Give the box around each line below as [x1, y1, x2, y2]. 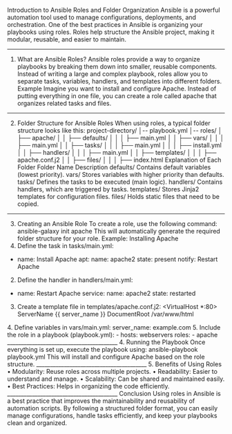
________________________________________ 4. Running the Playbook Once [7, 338, 206, 346]
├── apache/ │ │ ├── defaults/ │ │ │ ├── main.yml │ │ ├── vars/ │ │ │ [17, 134, 224, 142]
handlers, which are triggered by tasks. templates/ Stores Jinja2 [17, 185, 200, 193]
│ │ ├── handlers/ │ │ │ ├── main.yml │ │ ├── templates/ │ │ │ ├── [17, 149, 217, 156]
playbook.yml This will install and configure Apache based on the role [7, 352, 205, 361]
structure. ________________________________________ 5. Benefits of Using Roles [7, 360, 222, 368]
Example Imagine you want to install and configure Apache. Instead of [17, 84, 217, 93]
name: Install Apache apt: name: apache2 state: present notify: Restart [17, 255, 218, 263]
